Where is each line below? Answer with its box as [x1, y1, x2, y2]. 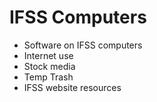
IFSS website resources [23, 81, 122, 93]
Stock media [23, 60, 76, 72]
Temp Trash [23, 71, 74, 83]
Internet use [23, 49, 74, 61]
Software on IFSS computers [23, 39, 143, 51]
